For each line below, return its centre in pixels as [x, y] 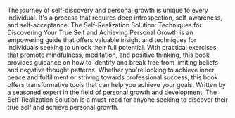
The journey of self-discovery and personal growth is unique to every [108, 10]
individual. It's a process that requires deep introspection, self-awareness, [115, 18]
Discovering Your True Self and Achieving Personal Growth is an [100, 32]
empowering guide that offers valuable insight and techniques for [102, 40]
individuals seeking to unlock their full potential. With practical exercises [112, 47]
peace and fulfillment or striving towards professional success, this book [113, 77]
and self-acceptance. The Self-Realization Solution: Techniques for [104, 25]
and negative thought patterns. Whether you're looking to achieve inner [111, 70]
